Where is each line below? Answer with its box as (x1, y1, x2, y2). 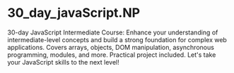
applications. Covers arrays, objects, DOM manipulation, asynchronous (7, 43, 214, 51)
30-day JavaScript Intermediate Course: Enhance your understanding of (7, 28, 218, 36)
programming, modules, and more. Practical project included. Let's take (7, 51, 216, 59)
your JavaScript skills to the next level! (7, 58, 119, 66)
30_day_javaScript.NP (7, 5, 140, 21)
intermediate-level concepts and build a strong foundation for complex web (7, 35, 228, 44)
